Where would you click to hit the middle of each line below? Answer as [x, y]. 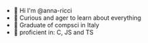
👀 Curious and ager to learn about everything [77, 18]
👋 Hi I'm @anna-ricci [43, 11]
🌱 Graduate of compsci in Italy [56, 25]
